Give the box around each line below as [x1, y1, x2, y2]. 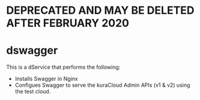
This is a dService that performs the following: [6, 63, 121, 71]
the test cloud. [14, 88, 51, 95]
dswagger [6, 44, 58, 57]
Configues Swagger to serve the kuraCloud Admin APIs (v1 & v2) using [14, 81, 190, 89]
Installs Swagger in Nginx [14, 75, 78, 83]
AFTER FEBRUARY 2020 [6, 16, 129, 30]
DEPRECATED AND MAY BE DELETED [6, 4, 195, 17]
